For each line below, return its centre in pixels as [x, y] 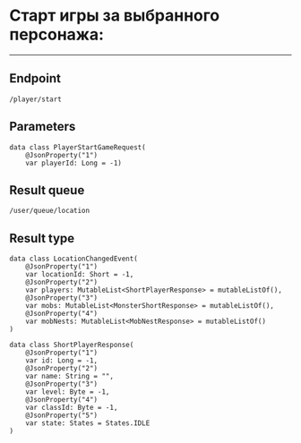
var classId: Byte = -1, [72, 408]
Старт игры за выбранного [115, 16]
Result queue [47, 190]
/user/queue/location [50, 211]
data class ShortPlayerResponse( [72, 345]
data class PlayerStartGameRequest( [77, 147]
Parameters [43, 127]
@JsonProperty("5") [62, 416]
